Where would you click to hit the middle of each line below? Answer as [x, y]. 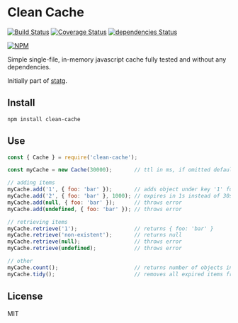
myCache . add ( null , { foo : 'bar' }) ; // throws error [95, 203]
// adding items [31, 183]
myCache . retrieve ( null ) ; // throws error [95, 242]
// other [20, 261]
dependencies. [29, 67]
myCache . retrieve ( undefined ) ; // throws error [95, 249]
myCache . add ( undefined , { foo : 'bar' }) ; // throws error [95, 209]
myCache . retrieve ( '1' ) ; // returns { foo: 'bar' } [110, 228]
